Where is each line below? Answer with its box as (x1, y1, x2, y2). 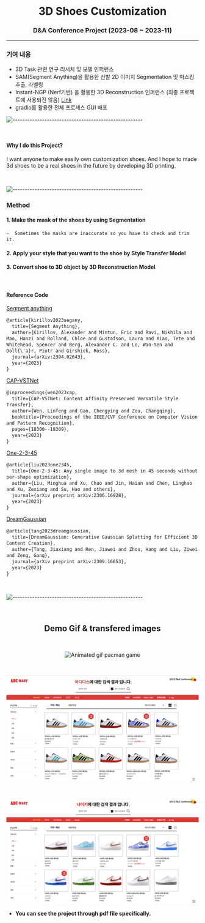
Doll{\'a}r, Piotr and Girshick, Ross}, (6, 348, 111, 354)
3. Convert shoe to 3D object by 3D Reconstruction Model (6, 263, 156, 271)
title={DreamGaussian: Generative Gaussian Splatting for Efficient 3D (12, 534, 198, 540)
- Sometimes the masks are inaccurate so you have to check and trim (6, 231, 190, 237)
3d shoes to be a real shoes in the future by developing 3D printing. (6, 162, 176, 169)
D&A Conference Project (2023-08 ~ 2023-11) (33, 26, 172, 35)
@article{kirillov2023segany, (6, 317, 84, 324)
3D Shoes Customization (38, 4, 167, 18)
